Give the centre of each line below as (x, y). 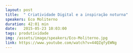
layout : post (19, 10)
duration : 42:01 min (27, 24)
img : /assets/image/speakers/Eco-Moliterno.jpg (57, 38)
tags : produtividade (27, 33)
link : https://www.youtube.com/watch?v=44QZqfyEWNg (61, 43)
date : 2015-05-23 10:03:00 (36, 29)
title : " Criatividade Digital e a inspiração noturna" (67, 15)
